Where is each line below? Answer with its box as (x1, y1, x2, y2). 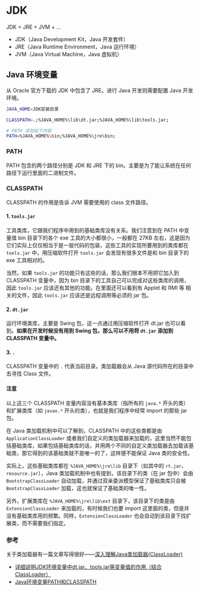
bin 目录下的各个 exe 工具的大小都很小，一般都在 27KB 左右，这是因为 (17, 234, 190, 242)
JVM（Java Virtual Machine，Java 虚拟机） (14, 50, 123, 57)
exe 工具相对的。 (6, 257, 48, 264)
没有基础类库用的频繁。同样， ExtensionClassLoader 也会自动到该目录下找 (6, 512, 186, 519)
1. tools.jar (6, 213, 36, 220)
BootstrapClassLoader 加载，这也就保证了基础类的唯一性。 (6, 484, 150, 491)
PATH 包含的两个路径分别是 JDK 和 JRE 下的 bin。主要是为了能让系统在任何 (6, 162, 192, 169)
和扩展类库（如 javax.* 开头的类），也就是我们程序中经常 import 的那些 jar (6, 407, 187, 414)
